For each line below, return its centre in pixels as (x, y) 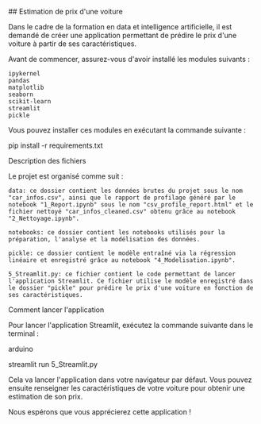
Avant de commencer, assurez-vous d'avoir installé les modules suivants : (129, 59)
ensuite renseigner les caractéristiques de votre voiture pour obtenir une (127, 388)
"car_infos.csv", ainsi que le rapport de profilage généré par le (122, 198)
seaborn (21, 94)
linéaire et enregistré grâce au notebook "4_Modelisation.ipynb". (122, 260)
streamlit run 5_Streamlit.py (53, 364)
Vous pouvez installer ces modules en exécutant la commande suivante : (127, 130)
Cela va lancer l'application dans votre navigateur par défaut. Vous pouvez (130, 380)
